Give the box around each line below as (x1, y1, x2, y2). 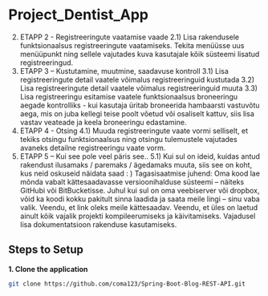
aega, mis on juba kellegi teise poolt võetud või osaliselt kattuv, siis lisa (19, 108, 255, 118)
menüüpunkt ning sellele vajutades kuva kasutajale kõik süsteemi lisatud (19, 49, 260, 59)
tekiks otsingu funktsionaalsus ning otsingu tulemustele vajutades (19, 134, 238, 144)
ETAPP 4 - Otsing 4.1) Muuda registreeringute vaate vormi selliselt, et (19, 126, 249, 136)
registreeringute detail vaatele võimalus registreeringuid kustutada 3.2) (19, 75, 255, 84)
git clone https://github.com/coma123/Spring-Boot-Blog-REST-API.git (8, 279, 246, 288)
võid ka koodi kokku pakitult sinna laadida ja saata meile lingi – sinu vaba (19, 194, 261, 204)
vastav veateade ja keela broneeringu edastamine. (19, 117, 187, 127)
